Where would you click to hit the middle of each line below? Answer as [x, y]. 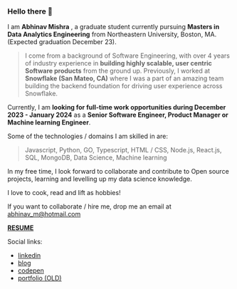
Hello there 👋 [30, 11]
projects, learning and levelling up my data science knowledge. [100, 179]
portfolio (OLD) [39, 278]
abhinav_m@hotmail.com [44, 214]
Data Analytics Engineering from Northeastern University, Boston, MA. [112, 34]
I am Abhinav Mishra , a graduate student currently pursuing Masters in [114, 27]
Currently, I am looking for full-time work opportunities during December [117, 107]
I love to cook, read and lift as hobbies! [64, 193]
